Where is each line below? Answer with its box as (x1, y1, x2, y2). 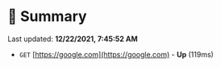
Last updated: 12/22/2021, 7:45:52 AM (7, 34, 138, 44)
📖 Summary (7, 7, 87, 26)
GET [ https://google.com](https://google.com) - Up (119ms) (19, 49, 215, 59)
